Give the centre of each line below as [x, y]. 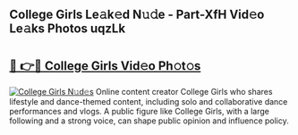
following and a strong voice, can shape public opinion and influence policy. [149, 121]
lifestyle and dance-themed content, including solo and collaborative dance [149, 101]
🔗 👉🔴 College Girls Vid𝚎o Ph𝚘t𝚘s [105, 66]
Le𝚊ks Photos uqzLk [68, 29]
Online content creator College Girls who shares [184, 92]
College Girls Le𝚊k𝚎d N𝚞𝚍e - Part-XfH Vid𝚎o [137, 15]
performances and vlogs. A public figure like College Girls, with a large [140, 111]
